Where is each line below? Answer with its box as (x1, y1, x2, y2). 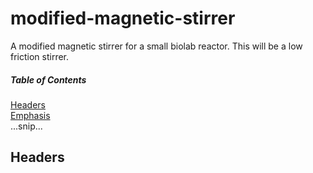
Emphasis (10, 109, 51, 121)
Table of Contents (10, 73, 87, 86)
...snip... (10, 120, 43, 132)
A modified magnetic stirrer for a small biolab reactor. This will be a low (10, 40, 303, 52)
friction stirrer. (10, 50, 70, 62)
